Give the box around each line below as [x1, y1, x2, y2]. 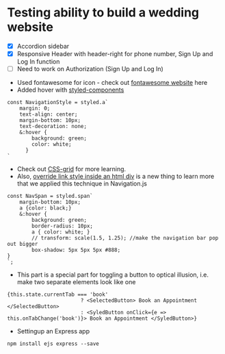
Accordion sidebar [16, 42, 70, 50]
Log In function [16, 58, 60, 66]
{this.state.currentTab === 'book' [7, 291, 109, 299]
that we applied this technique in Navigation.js [16, 179, 147, 188]
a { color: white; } [31, 229, 90, 236]
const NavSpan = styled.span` [7, 193, 94, 200]
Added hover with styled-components [16, 86, 124, 94]
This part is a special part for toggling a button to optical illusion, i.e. [16, 270, 209, 279]
